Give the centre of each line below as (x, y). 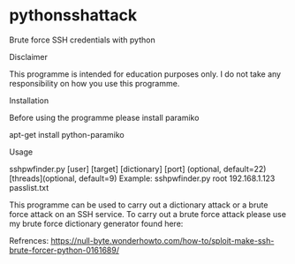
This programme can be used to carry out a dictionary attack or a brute (139, 205)
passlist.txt (29, 187)
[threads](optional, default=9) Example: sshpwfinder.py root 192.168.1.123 (142, 178)
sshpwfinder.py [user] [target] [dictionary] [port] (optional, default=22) (138, 169)
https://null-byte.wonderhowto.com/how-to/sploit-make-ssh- (163, 240)
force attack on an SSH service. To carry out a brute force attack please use (148, 214)
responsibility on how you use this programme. (95, 83)
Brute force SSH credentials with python (83, 40)
